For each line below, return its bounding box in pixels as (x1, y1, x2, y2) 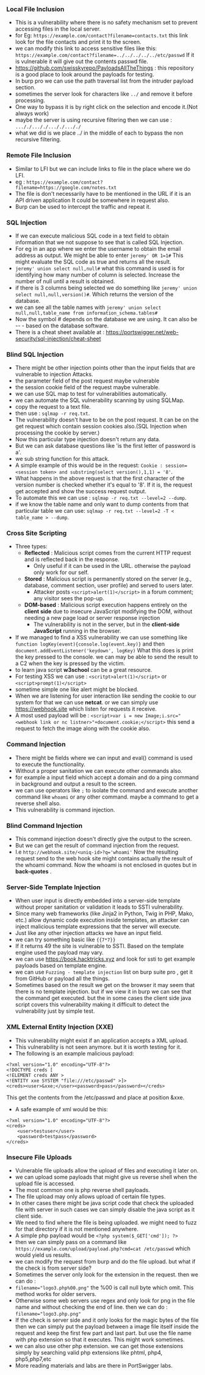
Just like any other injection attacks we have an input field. (15, 930, 163, 937)
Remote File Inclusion (6, 151, 71, 160)
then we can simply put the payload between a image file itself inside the (15, 1322, 199, 1330)
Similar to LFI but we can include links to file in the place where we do (15, 165, 191, 173)
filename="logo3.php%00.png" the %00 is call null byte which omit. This (15, 1284, 194, 1291)
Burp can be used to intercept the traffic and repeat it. (15, 203, 151, 210)
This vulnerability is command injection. (15, 806, 115, 813)
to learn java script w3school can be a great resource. (15, 666, 153, 674)
